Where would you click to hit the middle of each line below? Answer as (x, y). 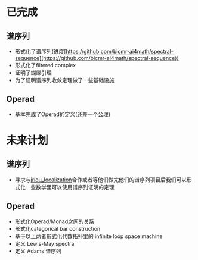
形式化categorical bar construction (58, 228)
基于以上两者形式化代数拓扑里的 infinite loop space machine (89, 236)
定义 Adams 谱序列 (38, 251)
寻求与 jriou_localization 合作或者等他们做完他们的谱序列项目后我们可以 (100, 180)
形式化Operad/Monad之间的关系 (54, 221)
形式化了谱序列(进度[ (41, 51)
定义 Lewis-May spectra (44, 243)
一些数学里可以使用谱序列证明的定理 (70, 187)
